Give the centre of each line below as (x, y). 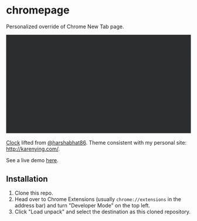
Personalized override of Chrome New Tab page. (65, 26)
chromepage (38, 10)
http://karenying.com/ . (33, 149)
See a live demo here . (32, 160)
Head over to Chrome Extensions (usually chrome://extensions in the (98, 199)
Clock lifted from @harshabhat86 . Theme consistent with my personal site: (96, 143)
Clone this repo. (34, 193)
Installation (27, 179)
